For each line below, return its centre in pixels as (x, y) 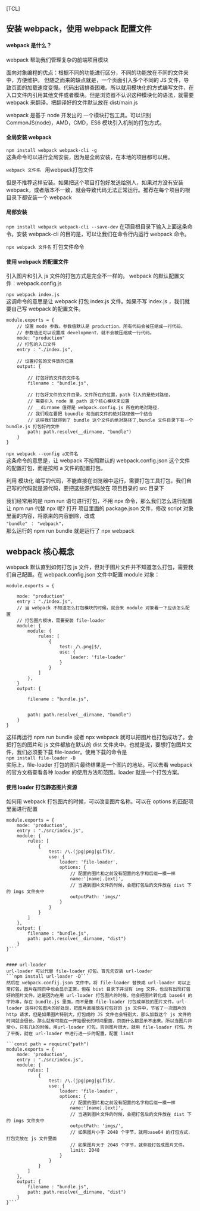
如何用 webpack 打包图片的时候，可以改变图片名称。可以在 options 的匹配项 (100, 801)
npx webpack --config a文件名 (42, 454)
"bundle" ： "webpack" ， (36, 523)
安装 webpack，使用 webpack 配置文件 (79, 29)
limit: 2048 (85, 1151)
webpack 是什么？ (29, 45)
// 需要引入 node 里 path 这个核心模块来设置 (79, 401)
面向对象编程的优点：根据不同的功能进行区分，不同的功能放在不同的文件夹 (97, 72)
